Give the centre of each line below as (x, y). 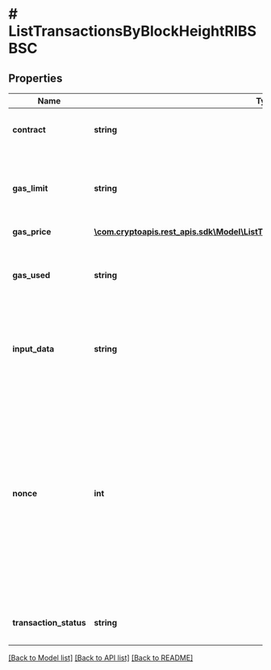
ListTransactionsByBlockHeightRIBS (132, 31)
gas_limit (30, 188)
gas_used (31, 275)
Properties (35, 78)
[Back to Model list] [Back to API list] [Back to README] (101, 658)
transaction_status (49, 623)
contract (29, 130)
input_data (33, 349)
